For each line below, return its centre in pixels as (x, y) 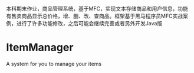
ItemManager (40, 47)
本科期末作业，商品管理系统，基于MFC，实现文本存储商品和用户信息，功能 (97, 9)
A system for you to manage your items (54, 64)
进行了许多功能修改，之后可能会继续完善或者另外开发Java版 (89, 23)
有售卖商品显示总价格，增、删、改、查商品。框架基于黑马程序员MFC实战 (95, 16)
